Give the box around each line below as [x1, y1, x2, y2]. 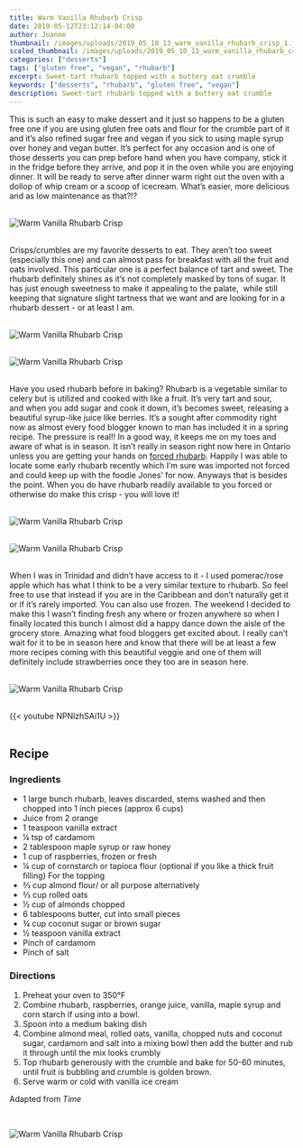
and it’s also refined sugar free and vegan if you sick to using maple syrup [9, 133, 284, 143]
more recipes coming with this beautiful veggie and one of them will [9, 646, 262, 657]
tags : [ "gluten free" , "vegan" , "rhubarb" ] [9, 64, 176, 73]
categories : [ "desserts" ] [9, 55, 106, 64]
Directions [9, 969, 56, 982]
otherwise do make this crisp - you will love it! [9, 488, 180, 499]
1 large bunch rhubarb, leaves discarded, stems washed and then [22, 793, 266, 804]
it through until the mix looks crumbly [22, 1048, 161, 1059]
